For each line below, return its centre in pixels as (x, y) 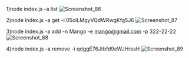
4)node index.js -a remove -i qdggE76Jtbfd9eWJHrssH (73, 49)
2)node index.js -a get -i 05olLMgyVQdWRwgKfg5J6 (70, 20)
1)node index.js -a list (32, 9)
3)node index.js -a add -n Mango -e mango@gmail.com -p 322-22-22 (91, 31)
